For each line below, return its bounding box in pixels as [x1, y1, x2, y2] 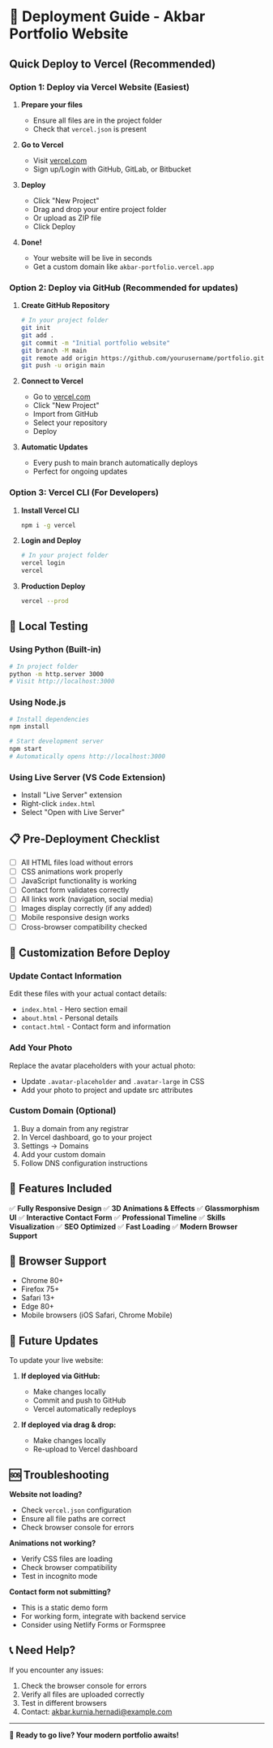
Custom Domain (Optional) [9, 1105, 117, 1117]
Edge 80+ [20, 1302, 55, 1312]
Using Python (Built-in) [9, 644, 102, 655]
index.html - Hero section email [20, 1004, 128, 1014]
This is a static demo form [20, 1603, 109, 1612]
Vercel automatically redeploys [32, 1404, 137, 1414]
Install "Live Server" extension [20, 790, 122, 800]
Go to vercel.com [32, 392, 92, 401]
